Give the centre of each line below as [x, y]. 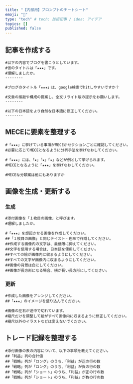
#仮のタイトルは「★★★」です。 [32, 68]
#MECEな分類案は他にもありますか [35, 175]
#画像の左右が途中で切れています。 [36, 310]
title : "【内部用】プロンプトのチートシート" [47, 10]
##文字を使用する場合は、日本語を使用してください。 [52, 249]
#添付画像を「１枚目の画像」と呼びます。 [41, 218]
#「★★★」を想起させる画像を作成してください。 [47, 233]
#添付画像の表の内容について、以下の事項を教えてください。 [58, 350]
